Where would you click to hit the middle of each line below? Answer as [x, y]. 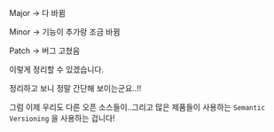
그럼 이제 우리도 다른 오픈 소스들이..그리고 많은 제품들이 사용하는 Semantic [137, 107]
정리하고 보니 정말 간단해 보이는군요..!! [75, 88]
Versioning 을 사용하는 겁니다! [62, 118]
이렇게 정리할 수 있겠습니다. [57, 70]
